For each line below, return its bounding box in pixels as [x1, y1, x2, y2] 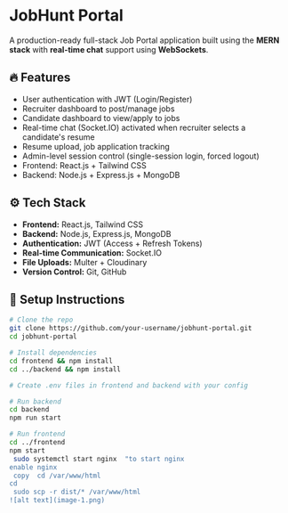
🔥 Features [9, 70, 71, 85]
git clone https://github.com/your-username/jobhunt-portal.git [9, 324, 252, 333]
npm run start [9, 413, 62, 423]
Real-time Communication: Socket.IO [21, 247, 163, 258]
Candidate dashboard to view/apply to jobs [21, 112, 180, 123]
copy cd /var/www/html [12, 471, 101, 480]
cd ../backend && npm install [9, 364, 122, 374]
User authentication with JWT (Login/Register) [21, 94, 193, 104]
